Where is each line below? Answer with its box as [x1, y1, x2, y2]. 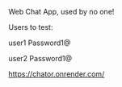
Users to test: [8, 23, 53, 31]
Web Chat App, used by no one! [8, 7, 115, 16]
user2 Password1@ [8, 54, 73, 63]
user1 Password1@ [8, 38, 71, 48]
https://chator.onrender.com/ [8, 69, 105, 79]
